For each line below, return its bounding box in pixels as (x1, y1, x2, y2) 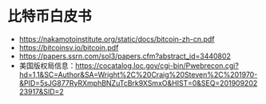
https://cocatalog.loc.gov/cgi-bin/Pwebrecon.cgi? (74, 61, 239, 70)
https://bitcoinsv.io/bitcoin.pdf (18, 42, 119, 52)
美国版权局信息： (18, 61, 76, 70)
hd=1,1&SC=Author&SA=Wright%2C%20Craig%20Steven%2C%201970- (18, 70, 258, 79)
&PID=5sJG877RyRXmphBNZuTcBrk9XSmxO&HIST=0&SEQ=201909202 (18, 78, 258, 88)
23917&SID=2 (18, 86, 65, 96)
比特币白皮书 (7, 7, 93, 26)
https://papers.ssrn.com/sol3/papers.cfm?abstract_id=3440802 (18, 51, 231, 61)
